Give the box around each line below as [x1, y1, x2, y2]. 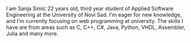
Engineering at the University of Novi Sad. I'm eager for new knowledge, [6, 11, 182, 18]
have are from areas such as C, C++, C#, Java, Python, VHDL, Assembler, [6, 24, 186, 31]
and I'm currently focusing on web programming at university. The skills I [6, 18, 183, 24]
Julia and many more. [6, 30, 59, 37]
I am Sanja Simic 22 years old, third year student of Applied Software [6, 5, 174, 12]
